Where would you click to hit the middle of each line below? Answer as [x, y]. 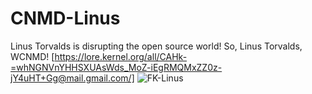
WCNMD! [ [32, 56]
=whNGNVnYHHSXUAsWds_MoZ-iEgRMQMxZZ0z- [116, 67]
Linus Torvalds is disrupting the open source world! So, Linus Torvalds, [156, 46]
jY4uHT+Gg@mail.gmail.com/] [72, 78]
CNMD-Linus [65, 18]
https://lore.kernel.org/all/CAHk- [121, 56]
